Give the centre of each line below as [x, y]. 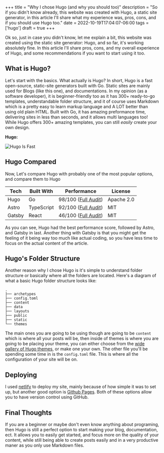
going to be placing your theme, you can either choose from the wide [75, 344]
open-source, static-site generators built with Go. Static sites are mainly [78, 85]
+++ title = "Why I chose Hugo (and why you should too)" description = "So [81, 7]
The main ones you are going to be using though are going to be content [78, 333]
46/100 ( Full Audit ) [81, 215]
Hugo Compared [31, 162]
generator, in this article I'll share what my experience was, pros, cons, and [81, 17]
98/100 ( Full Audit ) [81, 199]
